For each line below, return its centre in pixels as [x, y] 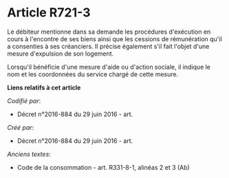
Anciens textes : [29, 154]
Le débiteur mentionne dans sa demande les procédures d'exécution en [109, 32]
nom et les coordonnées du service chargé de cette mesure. [93, 74]
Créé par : [21, 127]
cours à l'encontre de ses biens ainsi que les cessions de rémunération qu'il [115, 38]
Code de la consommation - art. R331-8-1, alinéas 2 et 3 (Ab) [103, 167]
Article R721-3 [49, 13]
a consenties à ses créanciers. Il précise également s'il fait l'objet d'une [108, 46]
